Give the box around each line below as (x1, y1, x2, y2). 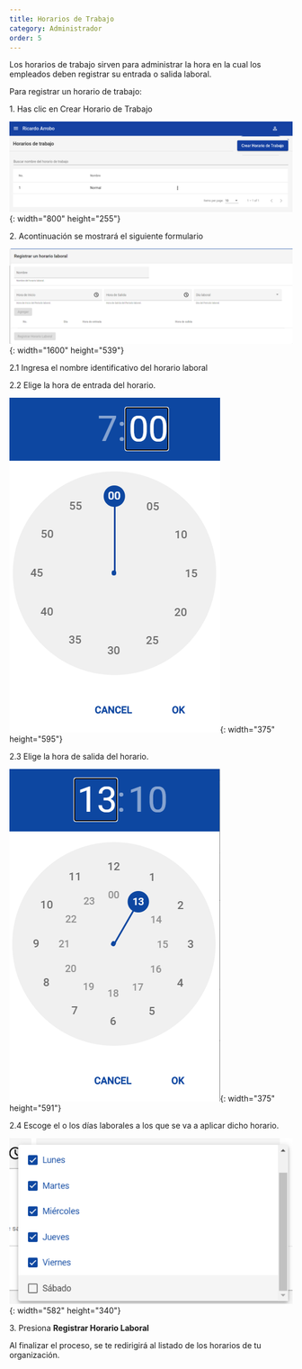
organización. (9, 1349, 60, 1360)
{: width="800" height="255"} (9, 213, 121, 224)
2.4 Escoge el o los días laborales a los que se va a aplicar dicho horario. (9, 1121, 280, 1131)
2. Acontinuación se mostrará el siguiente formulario (9, 230, 204, 242)
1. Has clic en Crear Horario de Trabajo (9, 104, 153, 114)
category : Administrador (9, 23, 102, 33)
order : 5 (9, 33, 42, 42)
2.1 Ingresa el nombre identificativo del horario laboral (9, 363, 209, 374)
